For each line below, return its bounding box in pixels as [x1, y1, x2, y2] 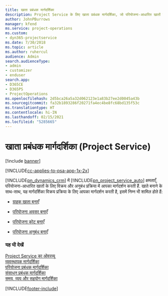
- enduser [5, 73, 26, 78]
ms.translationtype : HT [5, 105, 55, 110]
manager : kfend [5, 21, 37, 27]
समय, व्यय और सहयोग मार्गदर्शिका [5, 275, 58, 281]
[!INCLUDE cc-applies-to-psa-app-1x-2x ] [5, 168, 89, 174]
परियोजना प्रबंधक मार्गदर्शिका [5, 264, 49, 270]
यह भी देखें [5, 241, 24, 248]
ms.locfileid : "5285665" [5, 119, 57, 124]
